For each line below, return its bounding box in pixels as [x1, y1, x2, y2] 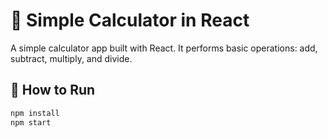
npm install [10, 108, 60, 118]
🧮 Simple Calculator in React [10, 9, 250, 32]
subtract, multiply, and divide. [10, 52, 133, 64]
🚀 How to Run [10, 82, 96, 99]
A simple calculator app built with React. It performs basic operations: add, [10, 42, 318, 54]
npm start [10, 117, 52, 128]
